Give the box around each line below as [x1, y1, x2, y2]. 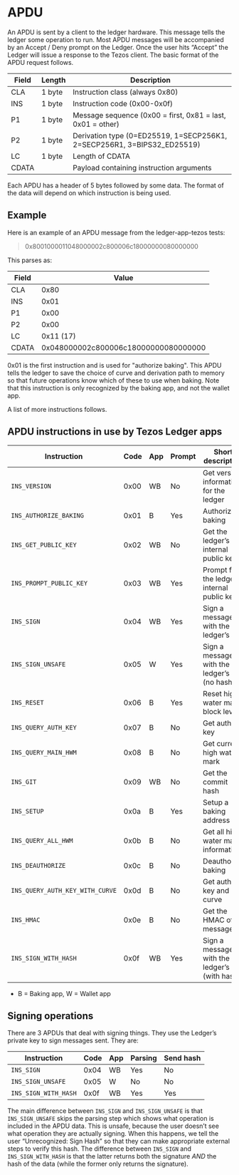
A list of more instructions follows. [7, 405, 107, 413]
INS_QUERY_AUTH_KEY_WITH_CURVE [11, 886, 117, 894]
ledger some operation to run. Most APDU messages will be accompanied [7, 35, 224, 43]
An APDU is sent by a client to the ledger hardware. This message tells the [7, 28, 225, 36]
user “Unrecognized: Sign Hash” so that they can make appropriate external [7, 1137, 230, 1146]
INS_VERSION [11, 482, 52, 490]
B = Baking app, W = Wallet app [17, 989, 112, 998]
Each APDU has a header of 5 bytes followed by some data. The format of [7, 181, 224, 190]
